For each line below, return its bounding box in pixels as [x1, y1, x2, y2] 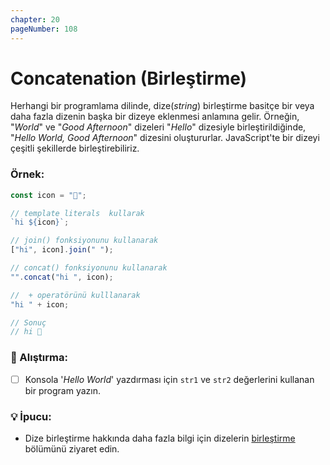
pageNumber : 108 [10, 24, 78, 34]
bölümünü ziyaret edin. [24, 443, 120, 455]
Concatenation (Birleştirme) [10, 67, 248, 90]
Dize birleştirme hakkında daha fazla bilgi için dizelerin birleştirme [24, 432, 296, 445]
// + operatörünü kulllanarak [10, 290, 141, 300]
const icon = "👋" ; [10, 190, 87, 200]
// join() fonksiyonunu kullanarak [10, 236, 159, 246]
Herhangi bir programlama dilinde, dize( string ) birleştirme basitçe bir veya [10, 100, 315, 112]
